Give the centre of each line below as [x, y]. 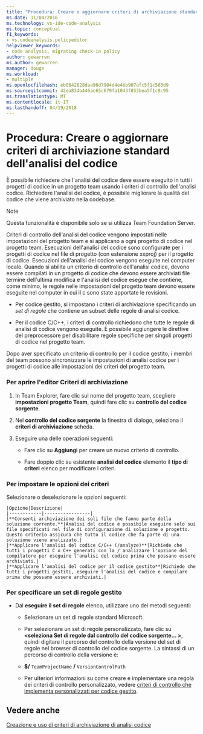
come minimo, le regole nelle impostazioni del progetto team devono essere [101, 286]
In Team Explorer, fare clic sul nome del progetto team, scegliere [95, 395]
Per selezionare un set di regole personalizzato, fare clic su [98, 629]
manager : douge [25, 68]
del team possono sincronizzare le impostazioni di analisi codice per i [93, 360]
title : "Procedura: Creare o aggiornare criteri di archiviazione [92, 12]
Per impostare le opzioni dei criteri [58, 484]
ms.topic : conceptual [34, 29]
